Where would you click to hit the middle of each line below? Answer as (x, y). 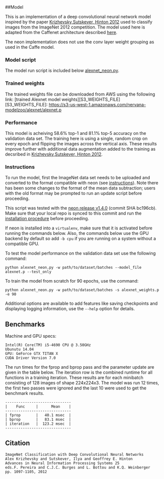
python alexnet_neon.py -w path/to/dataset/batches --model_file (73, 268)
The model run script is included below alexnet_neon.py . (62, 70)
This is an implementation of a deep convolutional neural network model (78, 16)
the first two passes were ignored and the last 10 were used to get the (76, 388)
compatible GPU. (22, 244)
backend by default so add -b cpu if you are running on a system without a (81, 239)
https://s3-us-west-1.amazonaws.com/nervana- (97, 104)
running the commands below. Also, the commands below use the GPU (77, 233)
